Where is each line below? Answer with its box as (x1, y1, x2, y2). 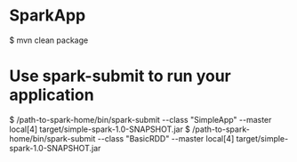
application (9, 85, 95, 105)
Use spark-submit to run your (9, 66, 231, 86)
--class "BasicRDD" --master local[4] (97, 133, 235, 143)
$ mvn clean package (9, 35, 89, 45)
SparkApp (9, 5, 86, 26)
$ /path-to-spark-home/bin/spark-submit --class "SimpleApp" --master (9, 114, 272, 125)
